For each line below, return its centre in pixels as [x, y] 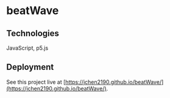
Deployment [30, 67]
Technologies [33, 33]
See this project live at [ [36, 82]
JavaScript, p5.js [27, 48]
